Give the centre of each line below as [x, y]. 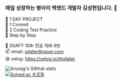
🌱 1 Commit [17, 25]
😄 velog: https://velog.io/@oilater [40, 59]
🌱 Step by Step [21, 35]
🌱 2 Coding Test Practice [31, 30]
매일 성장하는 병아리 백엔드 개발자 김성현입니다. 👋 [61, 8]
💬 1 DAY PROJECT [24, 19]
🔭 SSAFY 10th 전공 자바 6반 [33, 46]
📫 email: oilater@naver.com [35, 52]
